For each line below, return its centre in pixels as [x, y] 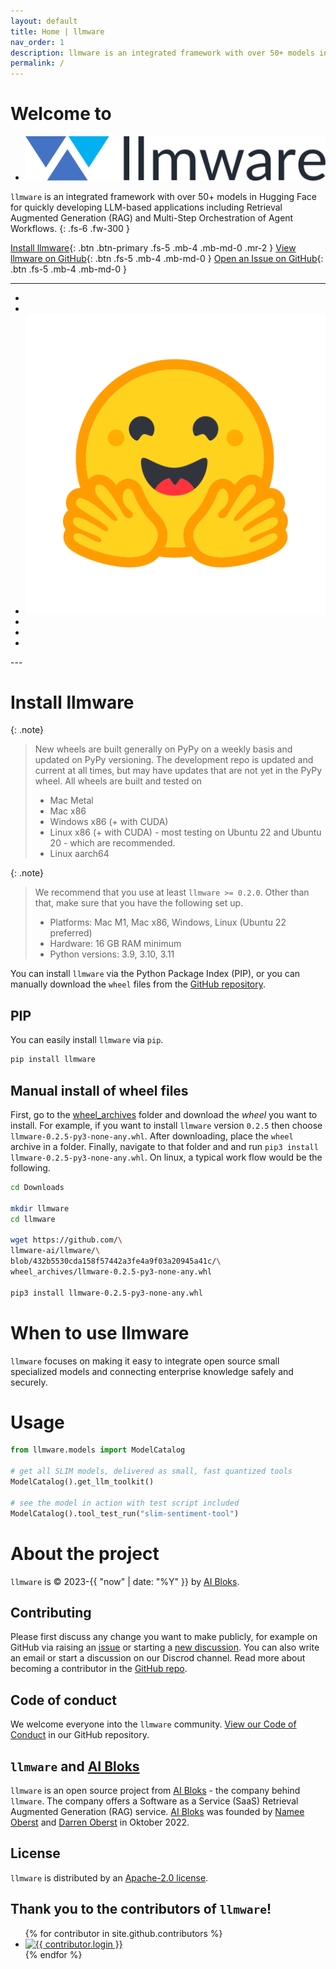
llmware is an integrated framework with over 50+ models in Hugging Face [163, 197]
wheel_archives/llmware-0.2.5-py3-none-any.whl [111, 1271]
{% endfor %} [53, 1954]
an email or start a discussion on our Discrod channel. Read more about [158, 1658]
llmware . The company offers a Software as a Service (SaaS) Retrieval [154, 1801]
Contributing [51, 1612]
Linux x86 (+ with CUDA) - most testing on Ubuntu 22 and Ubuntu [185, 832]
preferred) [71, 933]
